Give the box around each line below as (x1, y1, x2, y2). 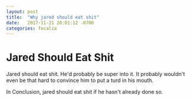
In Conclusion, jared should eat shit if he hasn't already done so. (6, 89, 163, 96)
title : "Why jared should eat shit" (6, 14, 100, 20)
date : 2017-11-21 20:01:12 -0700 (6, 20, 94, 26)
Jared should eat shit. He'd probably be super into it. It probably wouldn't (6, 71, 185, 78)
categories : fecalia (6, 25, 58, 31)
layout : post (6, 8, 39, 15)
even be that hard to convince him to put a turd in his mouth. (6, 77, 154, 84)
